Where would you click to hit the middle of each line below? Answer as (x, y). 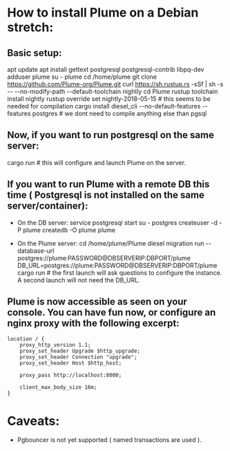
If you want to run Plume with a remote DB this (108, 184)
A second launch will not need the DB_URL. (78, 280)
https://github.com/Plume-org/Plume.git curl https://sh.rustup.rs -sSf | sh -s (115, 84)
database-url (36, 251)
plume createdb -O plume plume (69, 230)
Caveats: (33, 421)
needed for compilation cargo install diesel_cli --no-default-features (104, 106)
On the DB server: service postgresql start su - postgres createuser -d (117, 222)
